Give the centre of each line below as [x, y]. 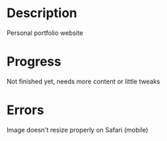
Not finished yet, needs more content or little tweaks [83, 81]
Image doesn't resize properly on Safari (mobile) [77, 130]
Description [42, 13]
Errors [25, 110]
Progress [34, 62]
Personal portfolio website [45, 33]
